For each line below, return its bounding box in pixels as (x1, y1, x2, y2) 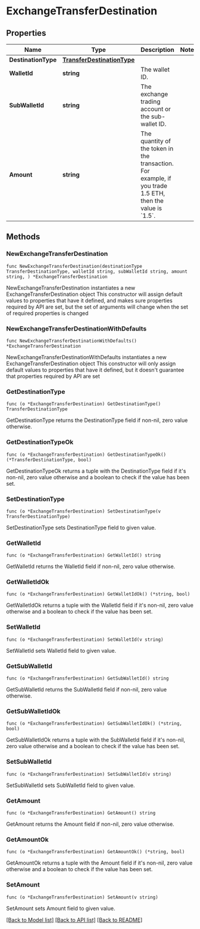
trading (140, 97, 161, 106)
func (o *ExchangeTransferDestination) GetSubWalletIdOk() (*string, (6, 721, 183, 727)
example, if (140, 174, 171, 183)
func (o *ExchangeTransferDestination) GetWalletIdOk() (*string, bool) (6, 591, 190, 597)
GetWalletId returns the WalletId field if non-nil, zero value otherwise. (6, 563, 176, 570)
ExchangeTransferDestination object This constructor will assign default (6, 291, 183, 298)
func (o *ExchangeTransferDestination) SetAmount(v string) (6, 894, 159, 900)
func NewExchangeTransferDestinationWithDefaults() (6, 338, 137, 344)
